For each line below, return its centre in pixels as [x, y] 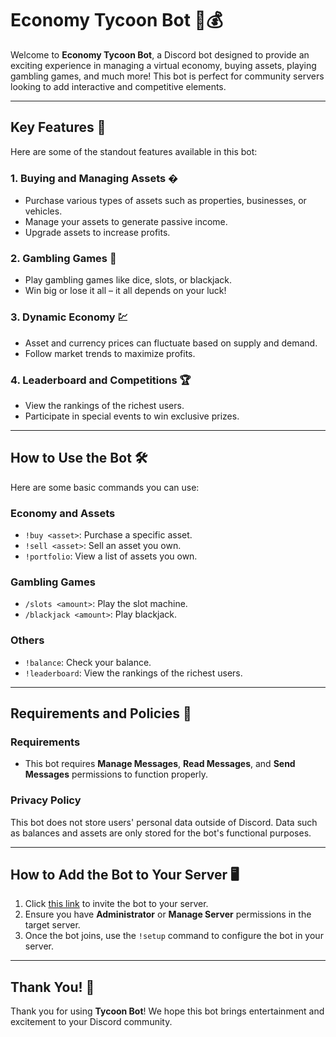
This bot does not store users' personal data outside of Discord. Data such [164, 822]
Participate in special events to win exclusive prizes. [132, 416]
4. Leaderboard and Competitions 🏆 [101, 380]
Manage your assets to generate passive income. [126, 222]
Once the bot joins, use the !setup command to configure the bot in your [174, 936]
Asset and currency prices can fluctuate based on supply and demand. [171, 343]
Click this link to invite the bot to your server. [116, 904]
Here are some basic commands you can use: [105, 487]
